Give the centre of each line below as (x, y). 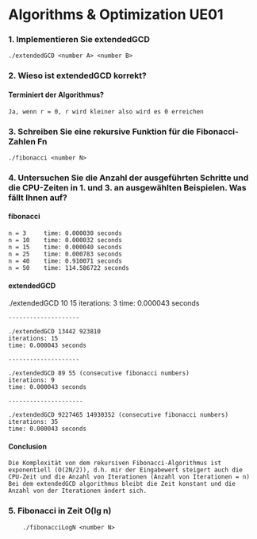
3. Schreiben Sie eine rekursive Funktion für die (102, 131)
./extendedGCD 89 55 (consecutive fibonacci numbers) (99, 373)
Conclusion (28, 446)
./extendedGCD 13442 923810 (55, 332)
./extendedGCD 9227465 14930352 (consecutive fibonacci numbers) (118, 415)
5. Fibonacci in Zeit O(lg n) (60, 511)
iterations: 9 (32, 380)
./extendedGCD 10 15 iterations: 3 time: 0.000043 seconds (104, 303)
